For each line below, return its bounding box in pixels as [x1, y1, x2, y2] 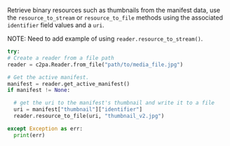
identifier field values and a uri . [7, 21, 104, 29]
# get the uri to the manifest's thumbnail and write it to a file [13, 100, 215, 107]
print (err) [13, 131, 46, 139]
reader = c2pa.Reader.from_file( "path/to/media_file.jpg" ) [7, 61, 184, 68]
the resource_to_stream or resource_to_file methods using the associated [7, 13, 223, 22]
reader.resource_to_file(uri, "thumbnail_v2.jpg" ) [13, 112, 165, 119]
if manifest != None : [7, 87, 71, 94]
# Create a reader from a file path [7, 54, 114, 62]
